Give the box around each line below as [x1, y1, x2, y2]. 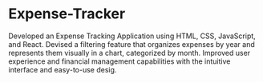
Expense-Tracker [8, 5, 126, 23]
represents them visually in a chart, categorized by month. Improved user [8, 48, 251, 57]
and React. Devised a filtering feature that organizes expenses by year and [8, 39, 255, 49]
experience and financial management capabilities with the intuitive [8, 57, 231, 66]
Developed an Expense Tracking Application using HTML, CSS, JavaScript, [8, 31, 257, 41]
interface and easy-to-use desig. [8, 64, 117, 74]
